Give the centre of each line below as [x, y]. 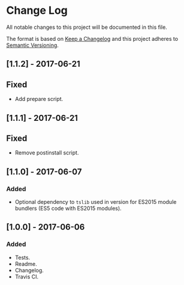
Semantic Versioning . [32, 45]
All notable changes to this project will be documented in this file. [87, 27]
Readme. [26, 264]
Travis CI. [27, 277]
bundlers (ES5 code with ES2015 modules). [68, 209]
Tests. [22, 257]
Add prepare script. [39, 99]
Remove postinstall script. [47, 153]
